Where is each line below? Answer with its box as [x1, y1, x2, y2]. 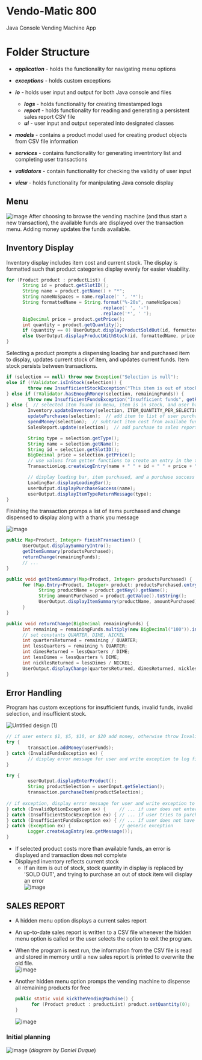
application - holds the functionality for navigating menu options [14, 65, 176, 72]
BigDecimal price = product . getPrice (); [22, 316, 125, 322]
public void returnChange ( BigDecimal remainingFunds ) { [6, 620, 149, 626]
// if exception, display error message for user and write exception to [6, 800, 195, 806]
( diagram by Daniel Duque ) [29, 1046, 96, 1053]
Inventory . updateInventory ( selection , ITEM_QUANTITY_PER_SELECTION [28, 408, 200, 414]
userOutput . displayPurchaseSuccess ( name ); [28, 485, 136, 491]
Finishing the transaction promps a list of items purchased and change [6, 508, 181, 515]
